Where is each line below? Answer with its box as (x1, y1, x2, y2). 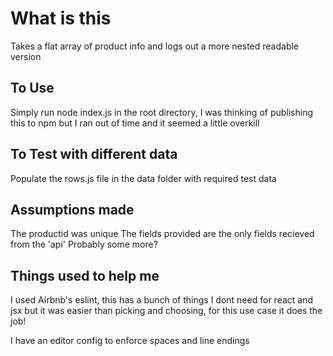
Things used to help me (10, 267, 160, 284)
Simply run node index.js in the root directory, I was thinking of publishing (10, 106, 314, 118)
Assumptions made (10, 201, 135, 218)
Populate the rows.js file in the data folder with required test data (10, 172, 277, 184)
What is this (10, 7, 112, 30)
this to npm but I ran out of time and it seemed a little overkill (10, 117, 260, 129)
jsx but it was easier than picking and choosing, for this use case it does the (10, 305, 323, 317)
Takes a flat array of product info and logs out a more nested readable (10, 40, 300, 52)
